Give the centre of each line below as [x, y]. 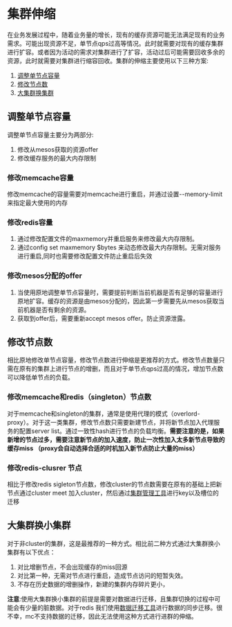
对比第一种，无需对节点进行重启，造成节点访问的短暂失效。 [102, 575]
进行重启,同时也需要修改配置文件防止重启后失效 [85, 256]
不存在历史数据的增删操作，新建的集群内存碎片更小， [93, 584]
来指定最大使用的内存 [37, 203]
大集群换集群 [35, 92]
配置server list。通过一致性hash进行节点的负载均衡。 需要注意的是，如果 [122, 431]
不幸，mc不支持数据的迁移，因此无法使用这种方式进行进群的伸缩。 [103, 616]
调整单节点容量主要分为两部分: [51, 134]
